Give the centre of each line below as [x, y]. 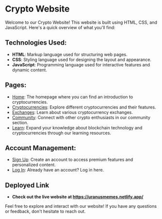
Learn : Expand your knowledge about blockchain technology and [77, 127]
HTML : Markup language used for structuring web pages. [70, 54]
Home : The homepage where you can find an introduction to [73, 97]
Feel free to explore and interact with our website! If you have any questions [81, 206]
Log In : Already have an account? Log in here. [58, 170]
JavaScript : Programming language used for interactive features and [81, 64]
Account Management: [40, 148]
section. [20, 123]
